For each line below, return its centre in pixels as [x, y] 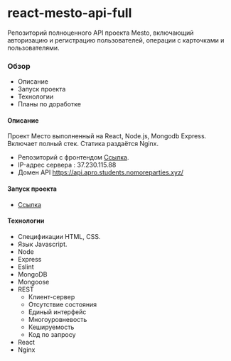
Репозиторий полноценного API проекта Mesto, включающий [101, 33]
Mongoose [33, 282]
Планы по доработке [49, 104]
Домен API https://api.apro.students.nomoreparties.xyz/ [100, 172]
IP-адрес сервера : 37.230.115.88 [67, 165]
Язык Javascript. [42, 244]
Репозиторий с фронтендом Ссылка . [73, 157]
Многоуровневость [58, 319]
